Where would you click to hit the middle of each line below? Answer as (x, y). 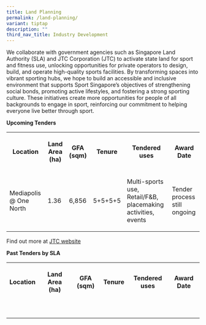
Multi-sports (145, 182)
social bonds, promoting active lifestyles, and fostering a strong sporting (98, 91)
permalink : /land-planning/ (42, 18)
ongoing (184, 212)
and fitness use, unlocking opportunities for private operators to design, (97, 66)
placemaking (145, 205)
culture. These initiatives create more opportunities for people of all (91, 98)
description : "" (27, 29)
